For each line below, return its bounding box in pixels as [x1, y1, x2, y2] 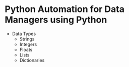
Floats [19, 46, 33, 52]
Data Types [12, 30, 36, 36]
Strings [19, 36, 35, 42]
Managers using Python [5, 14, 107, 25]
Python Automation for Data [5, 3, 124, 15]
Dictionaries [19, 57, 45, 63]
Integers [19, 41, 37, 47]
